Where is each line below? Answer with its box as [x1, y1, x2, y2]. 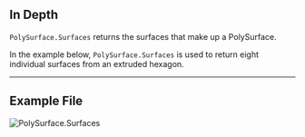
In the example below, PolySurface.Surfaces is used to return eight [9, 49, 259, 60]
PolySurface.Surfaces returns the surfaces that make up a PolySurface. [9, 31, 277, 42]
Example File [9, 93, 84, 109]
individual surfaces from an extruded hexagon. [9, 58, 184, 69]
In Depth [9, 7, 59, 23]
